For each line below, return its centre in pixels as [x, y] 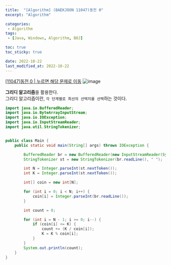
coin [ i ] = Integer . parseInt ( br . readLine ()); [80, 196]
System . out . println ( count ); [53, 248]
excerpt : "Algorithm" [28, 15]
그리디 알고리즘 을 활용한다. [32, 92]
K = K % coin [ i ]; [60, 234]
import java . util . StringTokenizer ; [43, 127]
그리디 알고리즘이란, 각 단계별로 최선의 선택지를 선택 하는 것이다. [66, 98]
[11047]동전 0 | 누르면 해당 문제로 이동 [44, 81]
